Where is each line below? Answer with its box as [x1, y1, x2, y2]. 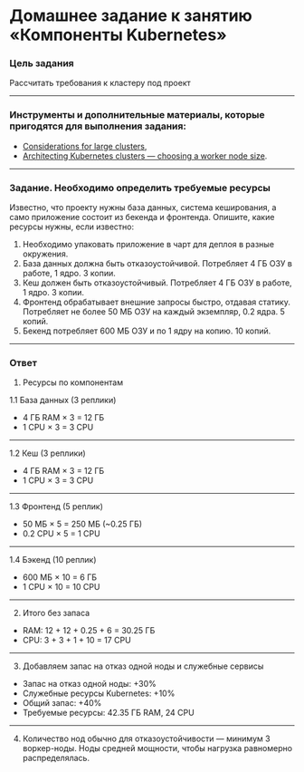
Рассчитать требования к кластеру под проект [9, 78, 192, 89]
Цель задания [9, 57, 74, 70]
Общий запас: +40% [22, 698, 102, 709]
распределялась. [22, 753, 90, 764]
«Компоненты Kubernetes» [9, 24, 228, 45]
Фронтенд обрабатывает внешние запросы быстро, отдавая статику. [22, 296, 291, 308]
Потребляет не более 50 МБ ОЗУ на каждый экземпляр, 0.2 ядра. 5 [22, 306, 285, 317]
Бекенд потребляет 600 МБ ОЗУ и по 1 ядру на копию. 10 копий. [22, 325, 271, 336]
